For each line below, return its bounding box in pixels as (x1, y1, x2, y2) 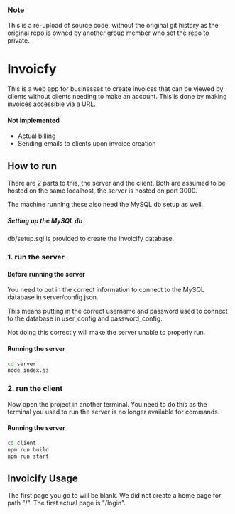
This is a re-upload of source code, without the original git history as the (7, 21, 219, 30)
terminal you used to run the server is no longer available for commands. (7, 407, 220, 416)
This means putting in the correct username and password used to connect (7, 307, 229, 316)
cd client (7, 439, 37, 446)
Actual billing (17, 132, 56, 140)
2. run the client (7, 384, 63, 394)
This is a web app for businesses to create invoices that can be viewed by (7, 85, 224, 93)
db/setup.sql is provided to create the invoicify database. (7, 235, 175, 243)
